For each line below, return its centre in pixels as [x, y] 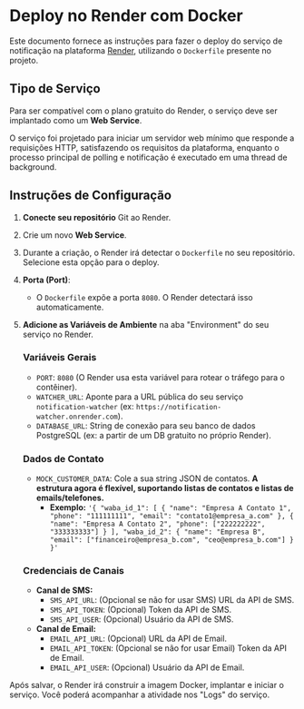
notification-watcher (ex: [85, 406]
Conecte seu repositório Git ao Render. [97, 217]
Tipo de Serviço [55, 89]
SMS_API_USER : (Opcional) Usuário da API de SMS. [142, 619]
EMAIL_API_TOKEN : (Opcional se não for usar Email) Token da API [168, 648]
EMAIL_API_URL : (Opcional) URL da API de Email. [138, 639]
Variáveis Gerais [59, 358]
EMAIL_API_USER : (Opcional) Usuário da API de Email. [147, 667]
